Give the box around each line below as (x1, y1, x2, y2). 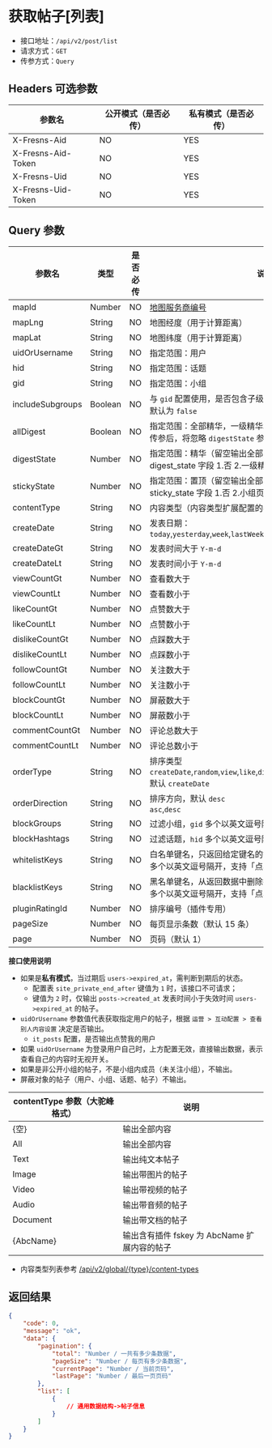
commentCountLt (12, 739, 79, 751)
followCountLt (12, 679, 66, 690)
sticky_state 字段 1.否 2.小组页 (149, 487, 265, 498)
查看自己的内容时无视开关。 (19, 1054, 113, 1063)
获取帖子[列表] (8, 7, 105, 26)
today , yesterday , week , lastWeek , (149, 528, 267, 539)
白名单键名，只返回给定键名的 (149, 848, 264, 859)
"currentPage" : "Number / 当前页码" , (51, 1365, 174, 1373)
